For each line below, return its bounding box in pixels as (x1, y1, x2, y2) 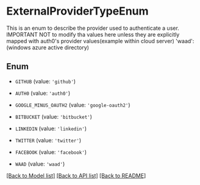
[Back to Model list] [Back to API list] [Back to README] (6, 172, 146, 179)
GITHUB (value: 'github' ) (15, 77, 76, 85)
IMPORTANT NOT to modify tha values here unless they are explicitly (6, 30, 180, 38)
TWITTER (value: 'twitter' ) (15, 136, 81, 144)
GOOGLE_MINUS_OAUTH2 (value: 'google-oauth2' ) (15, 101, 130, 108)
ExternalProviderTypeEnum (6, 4, 149, 18)
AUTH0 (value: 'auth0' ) (15, 89, 71, 97)
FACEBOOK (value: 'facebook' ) (15, 148, 87, 156)
